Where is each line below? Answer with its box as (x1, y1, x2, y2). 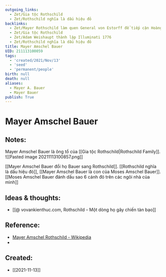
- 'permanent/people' (9, 67, 54, 72)
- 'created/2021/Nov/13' (9, 58, 61, 63)
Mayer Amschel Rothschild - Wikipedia (12, 234, 91, 240)
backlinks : (5, 21, 28, 26)
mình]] (5, 179, 19, 185)
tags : (5, 53, 16, 58)
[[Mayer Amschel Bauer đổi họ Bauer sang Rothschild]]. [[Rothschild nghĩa (5, 164, 157, 170)
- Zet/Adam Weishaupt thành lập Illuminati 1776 (9, 35, 112, 40)
